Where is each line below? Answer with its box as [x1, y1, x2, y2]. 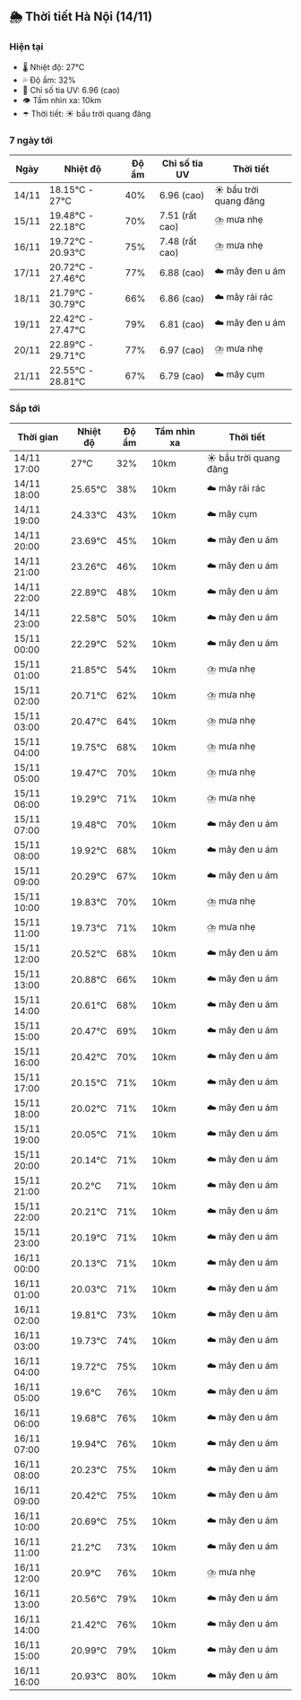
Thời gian [17, 431, 59, 443]
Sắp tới [9, 402, 40, 415]
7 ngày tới [9, 134, 54, 146]
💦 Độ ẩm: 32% [21, 74, 76, 85]
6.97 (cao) [159, 344, 205, 356]
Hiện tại [9, 40, 44, 53]
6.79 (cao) [159, 369, 205, 381]
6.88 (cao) [159, 266, 205, 278]
